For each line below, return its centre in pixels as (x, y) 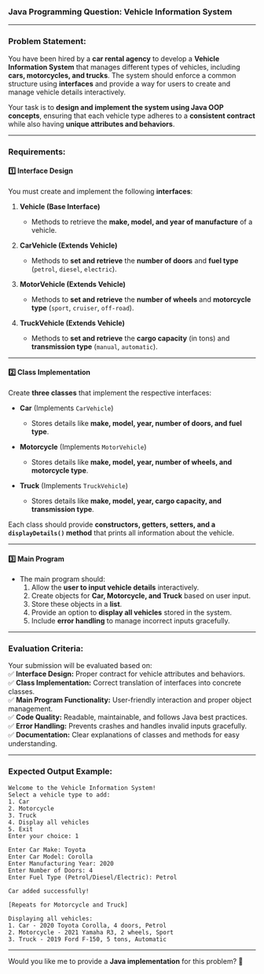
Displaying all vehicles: (50, 918)
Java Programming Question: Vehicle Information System (120, 12)
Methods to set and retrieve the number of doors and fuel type (135, 260)
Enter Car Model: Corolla (50, 856)
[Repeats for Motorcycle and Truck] (68, 905)
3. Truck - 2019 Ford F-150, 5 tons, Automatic (88, 939)
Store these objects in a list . (77, 605)
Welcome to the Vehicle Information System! (82, 788)
